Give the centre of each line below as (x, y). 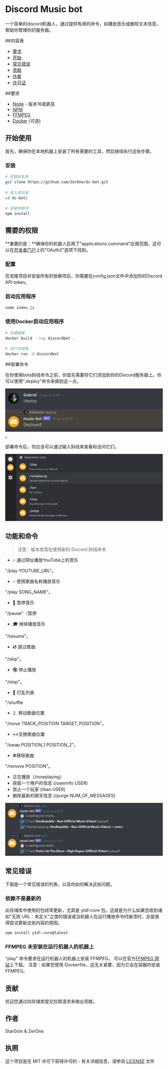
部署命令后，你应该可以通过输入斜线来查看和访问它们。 (62, 447)
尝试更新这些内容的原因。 (36, 923)
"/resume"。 (18, 636)
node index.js (20, 308)
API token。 (17, 282)
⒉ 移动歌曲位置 (28, 713)
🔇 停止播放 (24, 670)
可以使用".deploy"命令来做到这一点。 (43, 381)
